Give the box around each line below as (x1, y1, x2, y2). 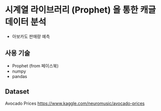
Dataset (5, 88, 30, 96)
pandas (12, 73, 28, 79)
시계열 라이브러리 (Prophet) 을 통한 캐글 (5, 4, 156, 16)
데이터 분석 (5, 16, 47, 28)
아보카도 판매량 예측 (12, 33, 50, 39)
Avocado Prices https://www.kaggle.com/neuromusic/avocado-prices (5, 100, 145, 106)
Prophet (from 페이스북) (12, 63, 59, 68)
